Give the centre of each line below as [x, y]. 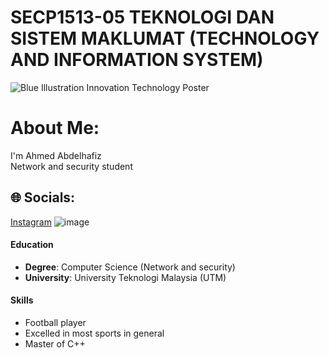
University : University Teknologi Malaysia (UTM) [125, 277]
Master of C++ [55, 344]
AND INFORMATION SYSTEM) [137, 60]
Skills [22, 300]
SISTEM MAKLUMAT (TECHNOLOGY [165, 38]
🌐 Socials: [43, 197]
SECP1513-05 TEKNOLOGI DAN [142, 17]
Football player [55, 323]
